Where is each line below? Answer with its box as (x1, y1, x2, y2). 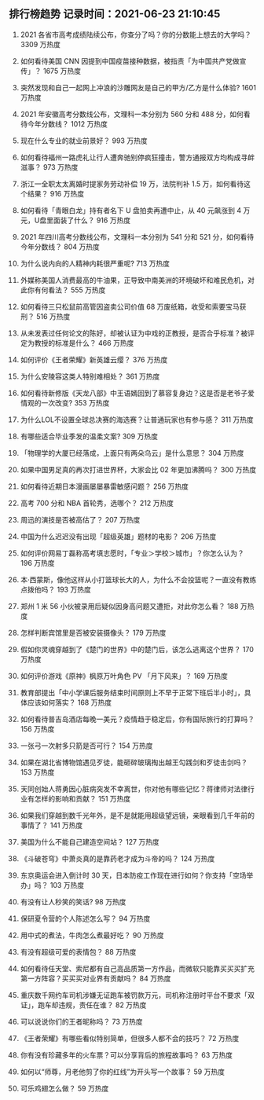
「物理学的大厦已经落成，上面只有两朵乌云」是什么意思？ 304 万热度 (20, 448, 244, 457)
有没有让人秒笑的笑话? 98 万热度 (20, 896, 126, 906)
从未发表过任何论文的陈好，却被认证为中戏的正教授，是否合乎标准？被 (20, 328, 248, 338)
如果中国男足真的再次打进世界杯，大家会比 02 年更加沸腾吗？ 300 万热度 (20, 464, 257, 474)
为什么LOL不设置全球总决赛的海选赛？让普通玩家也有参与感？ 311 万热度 (20, 415, 254, 424)
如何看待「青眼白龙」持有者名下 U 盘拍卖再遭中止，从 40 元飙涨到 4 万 (20, 205, 251, 214)
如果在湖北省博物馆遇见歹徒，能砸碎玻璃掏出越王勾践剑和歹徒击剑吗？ (20, 757, 248, 767)
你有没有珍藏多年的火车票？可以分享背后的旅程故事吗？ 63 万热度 (20, 1050, 233, 1059)
